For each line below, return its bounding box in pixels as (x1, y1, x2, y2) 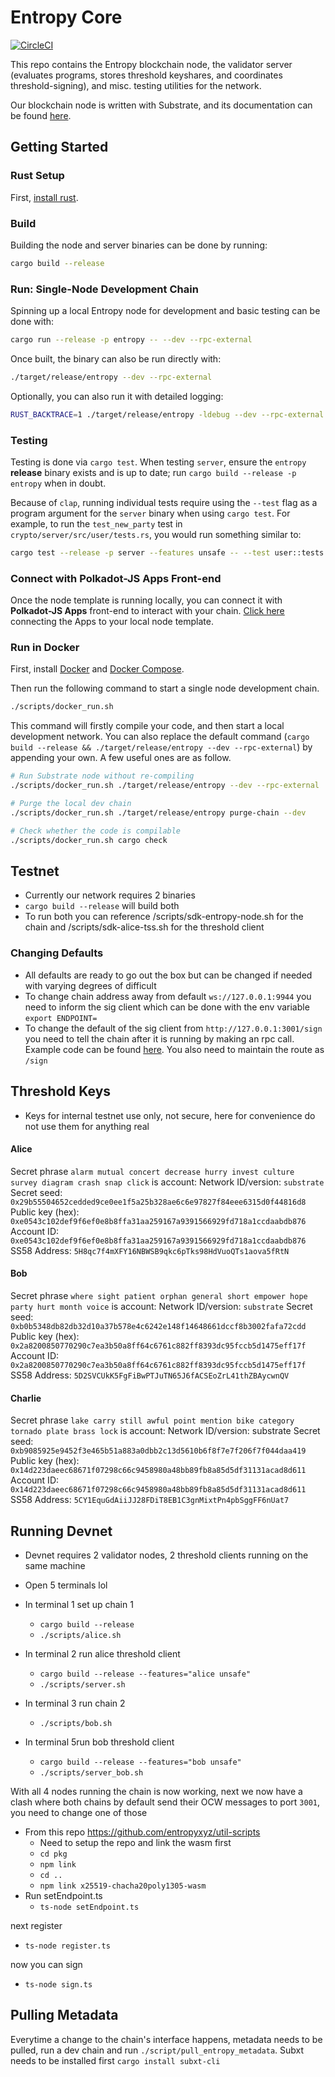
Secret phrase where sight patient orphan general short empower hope (10, 1289, 308, 1301)
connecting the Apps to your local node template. (10, 616, 214, 628)
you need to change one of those (10, 1806, 148, 1818)
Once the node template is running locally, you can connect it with (10, 594, 283, 606)
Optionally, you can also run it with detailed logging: (10, 390, 224, 402)
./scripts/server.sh (39, 1679, 126, 1690)
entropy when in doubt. (10, 477, 107, 490)
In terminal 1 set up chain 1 (24, 1598, 134, 1610)
